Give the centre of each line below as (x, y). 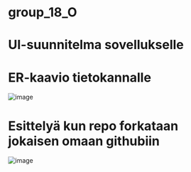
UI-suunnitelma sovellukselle (96, 45)
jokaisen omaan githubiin (84, 141)
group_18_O (43, 12)
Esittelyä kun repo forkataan (93, 126)
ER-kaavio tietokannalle (80, 77)
